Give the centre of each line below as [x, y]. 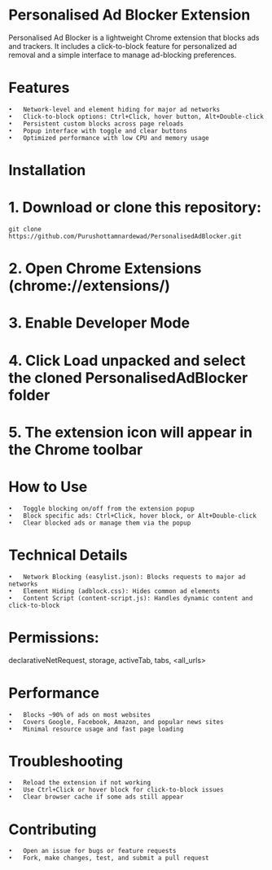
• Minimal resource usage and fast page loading [96, 729]
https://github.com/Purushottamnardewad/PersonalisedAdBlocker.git [125, 236]
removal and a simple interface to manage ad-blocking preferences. [123, 55]
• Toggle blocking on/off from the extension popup [102, 508]
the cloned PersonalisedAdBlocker [128, 378]
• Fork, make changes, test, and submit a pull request [109, 858]
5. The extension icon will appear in [130, 432]
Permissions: [54, 637]
